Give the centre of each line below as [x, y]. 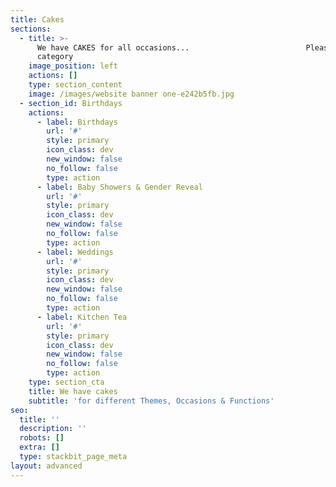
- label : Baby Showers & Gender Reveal [119, 187]
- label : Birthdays [77, 122]
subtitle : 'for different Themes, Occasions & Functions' [151, 401]
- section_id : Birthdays [71, 103]
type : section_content [75, 85]
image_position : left [73, 66]
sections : [31, 29]
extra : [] [39, 447]
